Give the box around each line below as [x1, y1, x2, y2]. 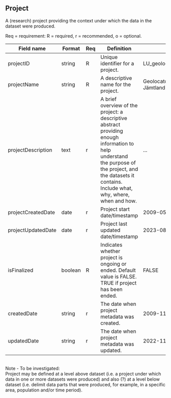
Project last [100, 220, 128, 227]
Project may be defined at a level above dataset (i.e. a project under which [5, 371, 161, 377]
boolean [61, 267, 81, 274]
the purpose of [100, 159, 136, 166]
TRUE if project [100, 279, 137, 287]
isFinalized [8, 267, 34, 274]
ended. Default [100, 267, 136, 274]
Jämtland [143, 84, 165, 91]
